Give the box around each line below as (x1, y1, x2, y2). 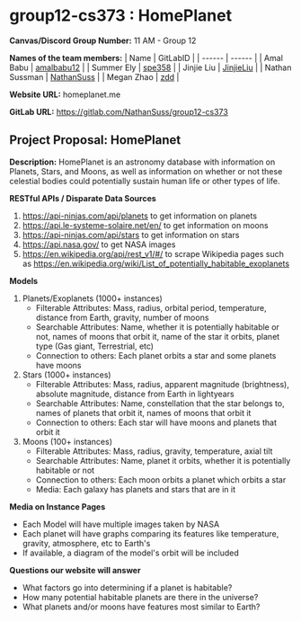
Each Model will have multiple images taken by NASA (22, 519, 220, 529)
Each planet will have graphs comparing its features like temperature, (22, 528, 279, 539)
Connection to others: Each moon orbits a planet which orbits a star (35, 474, 287, 485)
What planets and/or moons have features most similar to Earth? (22, 601, 261, 612)
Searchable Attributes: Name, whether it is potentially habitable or (35, 321, 280, 333)
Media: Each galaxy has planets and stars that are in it (35, 483, 236, 494)
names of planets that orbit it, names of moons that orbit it (35, 407, 252, 418)
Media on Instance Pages (9, 501, 106, 512)
